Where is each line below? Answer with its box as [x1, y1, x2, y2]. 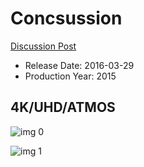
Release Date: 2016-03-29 [24, 59, 135, 71]
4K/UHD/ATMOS [10, 99, 116, 116]
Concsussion [10, 7, 123, 30]
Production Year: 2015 [24, 70, 117, 82]
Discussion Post [10, 40, 77, 52]
